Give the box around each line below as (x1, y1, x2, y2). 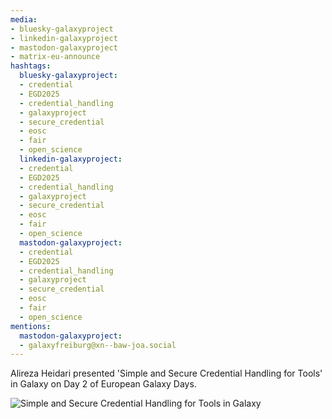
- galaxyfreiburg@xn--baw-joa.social (19, 340, 177, 350)
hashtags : (10, 61, 52, 71)
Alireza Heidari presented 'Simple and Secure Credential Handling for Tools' (10, 367, 323, 380)
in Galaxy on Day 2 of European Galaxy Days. (10, 378, 197, 390)
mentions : (10, 321, 52, 331)
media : (10, 14, 38, 25)
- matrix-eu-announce (10, 52, 101, 62)
